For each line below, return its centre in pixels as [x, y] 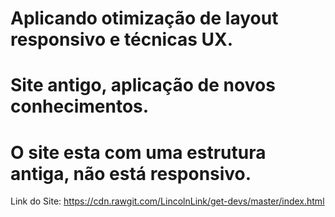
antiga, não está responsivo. [131, 173]
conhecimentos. [80, 106]
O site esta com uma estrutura [138, 152]
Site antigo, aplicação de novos [143, 85]
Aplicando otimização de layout [144, 18]
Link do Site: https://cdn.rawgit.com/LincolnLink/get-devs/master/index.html [167, 201]
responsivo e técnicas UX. [121, 39]
